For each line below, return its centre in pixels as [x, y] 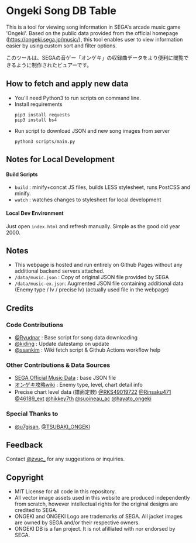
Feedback [25, 445]
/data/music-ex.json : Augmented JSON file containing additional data [99, 283]
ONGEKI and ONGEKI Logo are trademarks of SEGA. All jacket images [99, 517]
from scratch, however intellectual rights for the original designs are [96, 504]
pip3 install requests [42, 115]
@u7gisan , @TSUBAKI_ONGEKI [52, 427]
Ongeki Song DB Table [61, 11]
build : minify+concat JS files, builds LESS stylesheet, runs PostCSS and [102, 187]
